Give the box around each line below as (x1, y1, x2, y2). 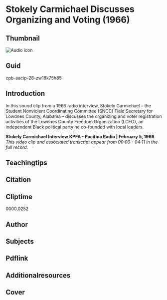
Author (5, 220, 28, 229)
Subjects (5, 237, 34, 246)
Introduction (5, 89, 45, 98)
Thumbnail (5, 34, 40, 42)
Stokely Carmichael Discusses (5, 3, 135, 15)
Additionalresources (5, 271, 71, 280)
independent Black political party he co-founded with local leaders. (5, 124, 144, 130)
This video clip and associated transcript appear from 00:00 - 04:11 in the (5, 139, 158, 145)
